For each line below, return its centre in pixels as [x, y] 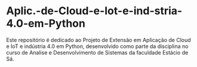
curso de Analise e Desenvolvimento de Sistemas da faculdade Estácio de [97, 52]
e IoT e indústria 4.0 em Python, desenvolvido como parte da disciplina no [97, 46]
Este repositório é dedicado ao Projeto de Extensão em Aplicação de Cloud [98, 40]
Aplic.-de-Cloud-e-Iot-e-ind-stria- [94, 11]
